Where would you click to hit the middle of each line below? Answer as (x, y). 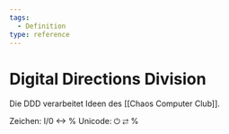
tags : (19, 18)
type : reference (40, 34)
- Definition (42, 26)
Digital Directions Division (108, 79)
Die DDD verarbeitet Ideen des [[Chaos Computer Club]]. (114, 103)
